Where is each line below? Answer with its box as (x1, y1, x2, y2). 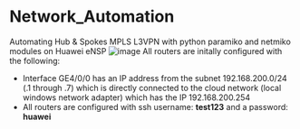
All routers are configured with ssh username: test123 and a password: (22, 101, 288, 112)
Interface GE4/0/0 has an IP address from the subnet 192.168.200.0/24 (22, 72, 287, 83)
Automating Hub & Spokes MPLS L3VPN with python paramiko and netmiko (9, 36, 292, 47)
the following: (9, 55, 61, 66)
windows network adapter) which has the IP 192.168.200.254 (22, 92, 251, 103)
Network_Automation (9, 6, 175, 27)
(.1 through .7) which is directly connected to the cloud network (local (22, 82, 282, 93)
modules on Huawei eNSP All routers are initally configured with (9, 45, 283, 56)
